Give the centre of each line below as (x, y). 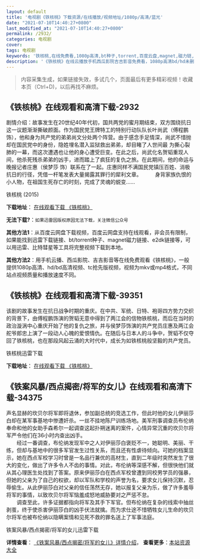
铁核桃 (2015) (23, 194)
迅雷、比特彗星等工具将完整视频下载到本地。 (71, 247)
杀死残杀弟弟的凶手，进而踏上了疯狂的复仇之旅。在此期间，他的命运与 (108, 160)
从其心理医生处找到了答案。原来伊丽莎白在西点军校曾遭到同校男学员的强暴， (100, 472)
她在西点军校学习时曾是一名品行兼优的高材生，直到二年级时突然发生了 (102, 457)
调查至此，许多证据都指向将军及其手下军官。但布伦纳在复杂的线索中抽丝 (105, 502)
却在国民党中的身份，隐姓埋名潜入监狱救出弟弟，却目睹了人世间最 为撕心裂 (98, 145)
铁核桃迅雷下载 (24, 353)
